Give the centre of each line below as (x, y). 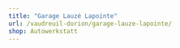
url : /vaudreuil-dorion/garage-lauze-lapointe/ (90, 24)
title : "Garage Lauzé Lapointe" (63, 16)
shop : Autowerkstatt (43, 31)
